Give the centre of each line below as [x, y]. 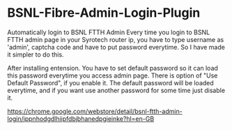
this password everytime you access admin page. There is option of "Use [113, 75]
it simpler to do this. [36, 55]
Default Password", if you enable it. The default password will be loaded [110, 82]
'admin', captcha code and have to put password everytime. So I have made [116, 47]
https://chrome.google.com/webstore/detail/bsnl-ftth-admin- [95, 111]
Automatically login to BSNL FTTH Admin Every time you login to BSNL [109, 32]
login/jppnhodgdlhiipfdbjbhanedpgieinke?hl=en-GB [81, 118]
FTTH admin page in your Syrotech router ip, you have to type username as [116, 39]
